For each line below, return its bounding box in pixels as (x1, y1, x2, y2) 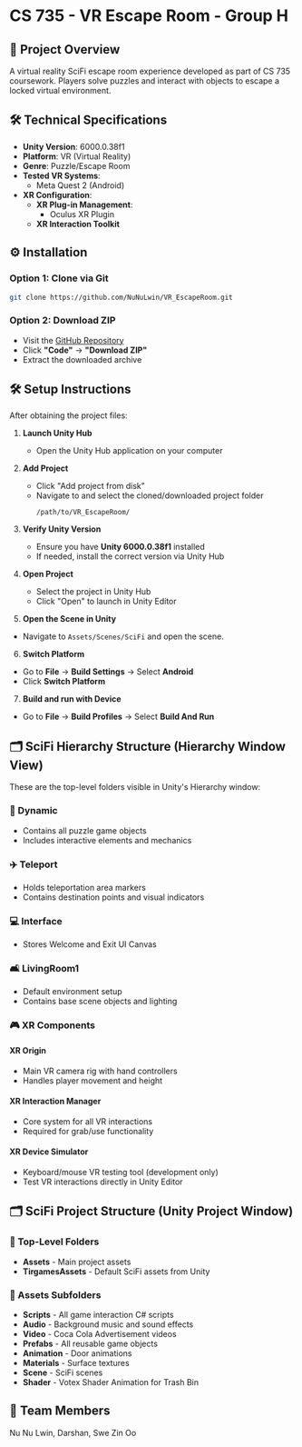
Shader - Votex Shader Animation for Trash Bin (22, 1377, 200, 1387)
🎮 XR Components (9, 1019, 95, 1032)
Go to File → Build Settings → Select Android (22, 666, 194, 677)
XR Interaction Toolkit (35, 218, 121, 229)
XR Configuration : (22, 189, 93, 200)
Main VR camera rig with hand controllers (22, 1065, 179, 1076)
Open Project (22, 569, 74, 580)
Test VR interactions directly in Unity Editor (22, 1176, 183, 1187)
